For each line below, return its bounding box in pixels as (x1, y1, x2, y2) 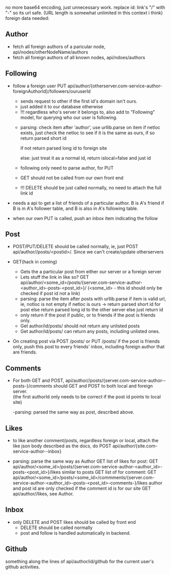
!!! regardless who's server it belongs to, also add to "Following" (20, 109, 155, 115)
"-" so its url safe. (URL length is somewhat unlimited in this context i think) (5, 10, 163, 16)
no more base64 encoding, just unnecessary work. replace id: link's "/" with (5, 5, 165, 10)
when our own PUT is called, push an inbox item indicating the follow (12, 215, 158, 221)
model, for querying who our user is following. (20, 114, 117, 121)
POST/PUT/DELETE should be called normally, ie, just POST (12, 244, 139, 250)
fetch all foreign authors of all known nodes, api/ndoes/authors (12, 54, 145, 60)
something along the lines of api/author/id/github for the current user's (5, 558, 154, 564)
